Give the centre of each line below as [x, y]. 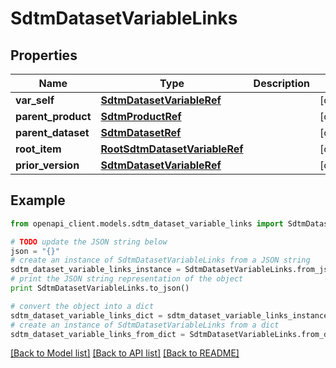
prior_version [47, 165]
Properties [44, 55]
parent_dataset [52, 132]
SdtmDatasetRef [141, 132]
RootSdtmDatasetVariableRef [172, 149]
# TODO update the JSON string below [89, 242]
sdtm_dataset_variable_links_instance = [96, 270]
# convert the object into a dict [82, 306]
